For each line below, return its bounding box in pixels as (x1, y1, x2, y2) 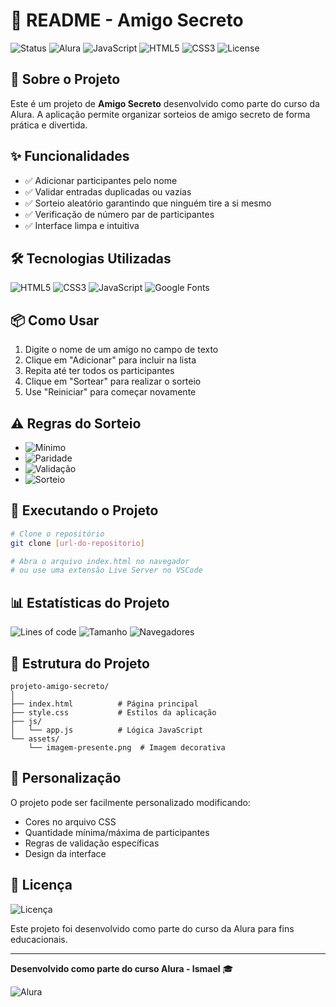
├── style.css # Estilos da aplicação (10, 707, 217, 718)
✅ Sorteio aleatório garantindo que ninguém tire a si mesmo (24, 197, 272, 209)
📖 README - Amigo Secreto (10, 9, 244, 32)
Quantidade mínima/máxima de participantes (24, 826, 210, 838)
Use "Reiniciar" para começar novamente (24, 386, 197, 398)
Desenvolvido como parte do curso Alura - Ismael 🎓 (10, 962, 234, 974)
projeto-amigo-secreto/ (10, 681, 110, 691)
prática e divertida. (10, 119, 88, 131)
